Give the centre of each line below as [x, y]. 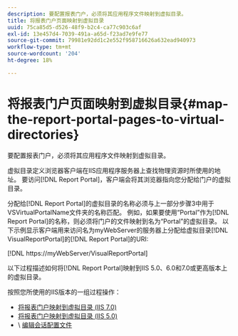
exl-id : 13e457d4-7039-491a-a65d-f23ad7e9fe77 [78, 34]
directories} [43, 134]
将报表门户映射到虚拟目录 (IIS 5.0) [67, 316]
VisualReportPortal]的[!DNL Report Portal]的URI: [78, 238]
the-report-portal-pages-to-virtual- [116, 119]
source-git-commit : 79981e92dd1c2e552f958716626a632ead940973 [102, 41]
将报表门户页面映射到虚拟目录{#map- [118, 104]
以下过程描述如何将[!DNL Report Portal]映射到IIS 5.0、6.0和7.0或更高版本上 [118, 268]
